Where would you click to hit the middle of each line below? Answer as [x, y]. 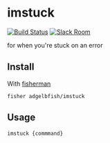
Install [21, 67]
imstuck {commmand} [35, 133]
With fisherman [29, 84]
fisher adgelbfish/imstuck [46, 96]
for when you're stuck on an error [55, 45]
